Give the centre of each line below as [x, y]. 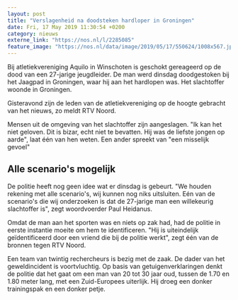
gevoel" [19, 147]
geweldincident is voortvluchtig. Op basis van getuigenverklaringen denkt [115, 266]
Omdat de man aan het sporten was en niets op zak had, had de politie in [114, 222]
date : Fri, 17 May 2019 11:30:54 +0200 [66, 27]
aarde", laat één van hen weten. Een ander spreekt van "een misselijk [108, 139]
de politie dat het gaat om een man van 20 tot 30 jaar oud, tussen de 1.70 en [119, 274]
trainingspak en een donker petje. [57, 289]
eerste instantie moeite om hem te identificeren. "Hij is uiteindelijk [103, 230]
